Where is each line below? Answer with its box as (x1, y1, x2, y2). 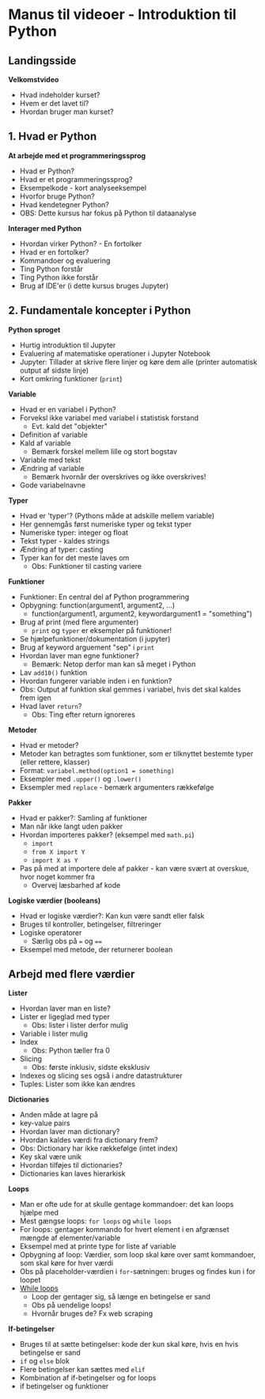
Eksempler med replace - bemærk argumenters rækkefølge (19, 782, 214, 792)
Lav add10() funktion (19, 667, 88, 677)
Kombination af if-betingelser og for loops (19, 1373, 157, 1382)
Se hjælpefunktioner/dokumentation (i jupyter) (19, 634, 171, 643)
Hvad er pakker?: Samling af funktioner (19, 813, 148, 822)
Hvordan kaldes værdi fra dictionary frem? (19, 1136, 158, 1145)
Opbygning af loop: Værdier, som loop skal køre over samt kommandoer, (19, 1250, 256, 1260)
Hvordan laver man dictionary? (19, 1127, 120, 1136)
